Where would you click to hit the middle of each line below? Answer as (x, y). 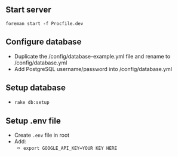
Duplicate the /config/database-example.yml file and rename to (92, 56)
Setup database (36, 88)
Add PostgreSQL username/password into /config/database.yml (93, 69)
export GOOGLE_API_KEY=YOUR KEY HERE (70, 149)
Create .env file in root (42, 135)
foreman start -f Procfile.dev (44, 23)
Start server (28, 10)
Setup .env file (33, 121)
